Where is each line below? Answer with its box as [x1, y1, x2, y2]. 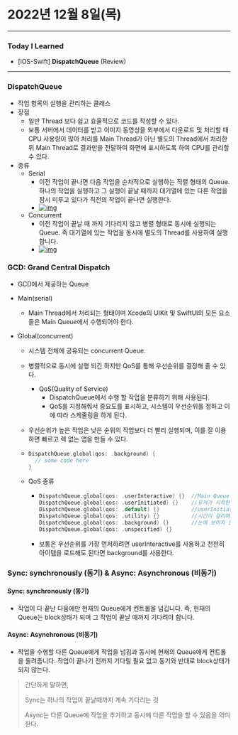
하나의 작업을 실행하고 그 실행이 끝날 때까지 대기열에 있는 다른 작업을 [38, 186, 228, 195]
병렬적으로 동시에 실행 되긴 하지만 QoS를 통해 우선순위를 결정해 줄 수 [28, 361, 218, 370]
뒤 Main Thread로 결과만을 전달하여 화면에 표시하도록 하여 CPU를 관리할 [28, 143, 229, 151]
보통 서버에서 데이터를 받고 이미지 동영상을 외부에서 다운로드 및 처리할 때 [28, 125, 229, 134]
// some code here [34, 456, 89, 464]
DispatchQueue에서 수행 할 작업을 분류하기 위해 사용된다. [49, 392, 210, 402]
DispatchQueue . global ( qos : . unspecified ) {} [38, 525, 173, 533]
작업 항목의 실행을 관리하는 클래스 [17, 99, 111, 107]
